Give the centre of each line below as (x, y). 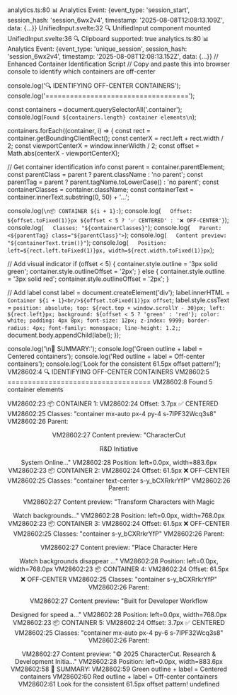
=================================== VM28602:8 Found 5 (110, 382)
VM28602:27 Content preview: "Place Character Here (119, 547)
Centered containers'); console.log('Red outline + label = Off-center (106, 356)
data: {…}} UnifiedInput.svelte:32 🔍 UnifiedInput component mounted (109, 28)
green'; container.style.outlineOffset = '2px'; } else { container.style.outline (116, 271)
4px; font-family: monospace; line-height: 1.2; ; (106, 327)
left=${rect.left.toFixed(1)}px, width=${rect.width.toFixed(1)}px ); (111, 250)
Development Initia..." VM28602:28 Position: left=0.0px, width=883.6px (119, 661)
